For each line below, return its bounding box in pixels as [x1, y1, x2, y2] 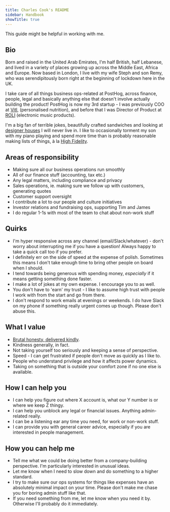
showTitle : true [5, 17, 40, 22]
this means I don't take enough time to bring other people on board [12, 259, 153, 265]
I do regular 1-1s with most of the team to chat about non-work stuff [12, 209, 154, 216]
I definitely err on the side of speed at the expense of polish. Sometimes [12, 254, 164, 260]
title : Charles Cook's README [5, 7, 70, 13]
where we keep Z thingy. [12, 402, 64, 408]
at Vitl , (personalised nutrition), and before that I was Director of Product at [5, 107, 162, 113]
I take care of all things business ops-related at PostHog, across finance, [5, 91, 157, 97]
